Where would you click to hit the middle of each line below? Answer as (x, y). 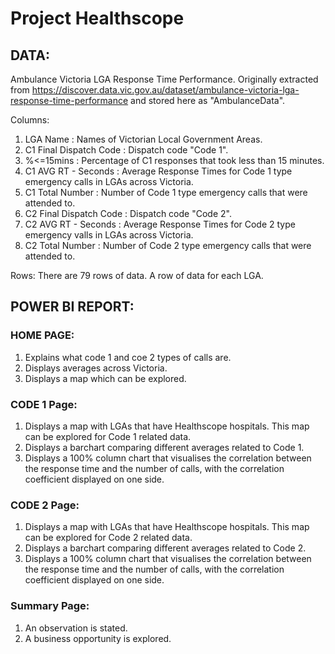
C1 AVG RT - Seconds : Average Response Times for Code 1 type (158, 171)
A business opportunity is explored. (98, 638)
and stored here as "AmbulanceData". (208, 100)
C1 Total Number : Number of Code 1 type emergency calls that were (166, 192)
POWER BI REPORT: (72, 307)
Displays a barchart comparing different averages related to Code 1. (164, 447)
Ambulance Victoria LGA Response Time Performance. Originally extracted (164, 79)
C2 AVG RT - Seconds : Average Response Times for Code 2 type (160, 224)
